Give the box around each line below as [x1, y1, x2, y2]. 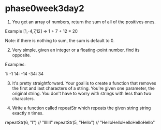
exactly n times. [12, 110, 44, 116]
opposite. [12, 52, 31, 58]
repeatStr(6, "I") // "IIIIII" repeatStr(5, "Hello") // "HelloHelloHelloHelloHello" [5, 119, 155, 125]
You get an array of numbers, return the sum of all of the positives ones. [12, 19, 156, 25]
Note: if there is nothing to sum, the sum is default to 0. [5, 37, 115, 43]
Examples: [5, 61, 26, 67]
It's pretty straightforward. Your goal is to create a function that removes [12, 80, 156, 86]
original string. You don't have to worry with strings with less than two [12, 90, 151, 96]
